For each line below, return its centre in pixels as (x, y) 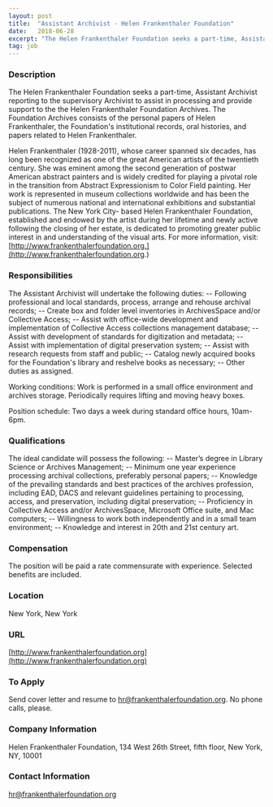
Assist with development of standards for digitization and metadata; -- (126, 336)
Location (26, 596)
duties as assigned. (41, 371)
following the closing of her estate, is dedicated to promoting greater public (135, 229)
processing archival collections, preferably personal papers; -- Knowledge (133, 476)
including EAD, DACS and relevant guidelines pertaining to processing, (126, 493)
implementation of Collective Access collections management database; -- (134, 328)
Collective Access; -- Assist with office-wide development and (113, 319)
